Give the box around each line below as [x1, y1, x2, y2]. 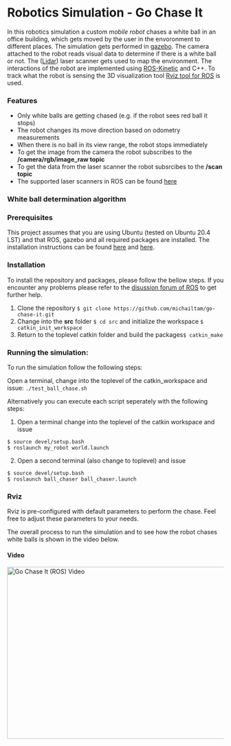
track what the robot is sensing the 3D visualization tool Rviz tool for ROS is [7, 71, 221, 80]
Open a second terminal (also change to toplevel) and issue [16, 457, 186, 465]
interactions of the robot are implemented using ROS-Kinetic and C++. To [7, 64, 215, 72]
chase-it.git [16, 311, 55, 318]
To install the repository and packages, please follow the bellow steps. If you [7, 276, 224, 284]
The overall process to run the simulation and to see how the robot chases [7, 528, 218, 536]
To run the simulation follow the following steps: [7, 363, 143, 372]
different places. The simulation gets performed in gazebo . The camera [7, 42, 210, 50]
